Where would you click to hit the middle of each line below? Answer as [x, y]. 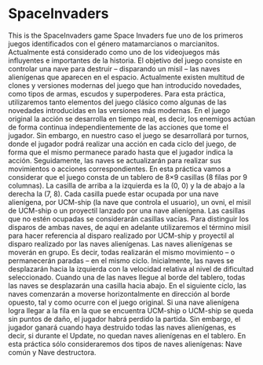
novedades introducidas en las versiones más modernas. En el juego [119, 110]
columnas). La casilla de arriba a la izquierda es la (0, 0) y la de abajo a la [127, 185]
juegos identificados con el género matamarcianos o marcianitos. [114, 43]
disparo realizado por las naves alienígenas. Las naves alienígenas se [121, 243]
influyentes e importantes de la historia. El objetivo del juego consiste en [125, 60]
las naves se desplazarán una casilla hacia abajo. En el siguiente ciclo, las [128, 285]
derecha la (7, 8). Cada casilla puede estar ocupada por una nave [113, 194]
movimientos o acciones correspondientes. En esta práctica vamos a [120, 169]
